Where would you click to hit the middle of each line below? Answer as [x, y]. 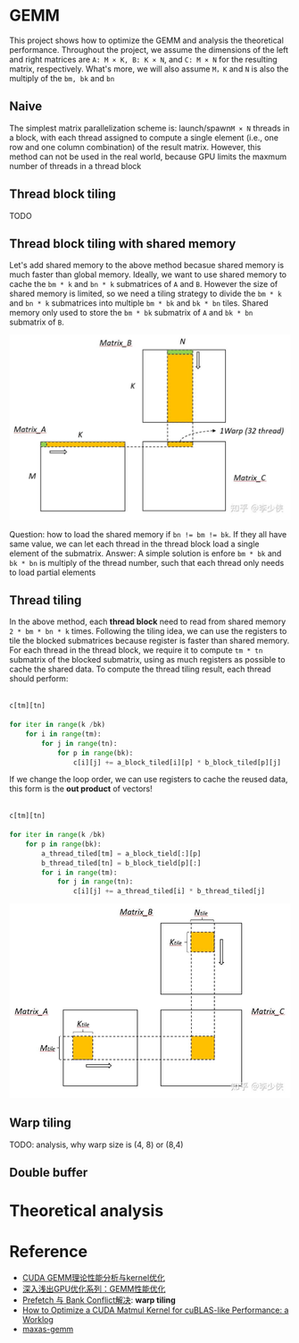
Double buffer [49, 1172]
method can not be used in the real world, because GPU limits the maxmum [148, 156]
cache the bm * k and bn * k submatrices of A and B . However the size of [144, 284]
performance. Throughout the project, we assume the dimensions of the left [149, 49]
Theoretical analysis [87, 1211]
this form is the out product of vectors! [81, 789]
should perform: [39, 679]
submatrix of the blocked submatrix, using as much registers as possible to [147, 660]
